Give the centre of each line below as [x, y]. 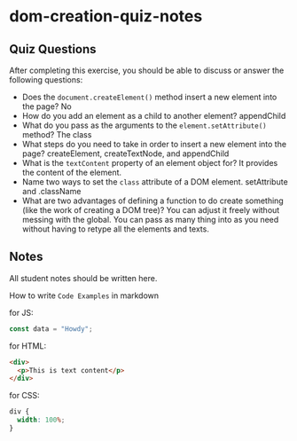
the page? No [47, 106]
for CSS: [24, 396]
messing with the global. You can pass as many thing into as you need [150, 220]
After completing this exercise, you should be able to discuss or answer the [147, 70]
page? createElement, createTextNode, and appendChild [125, 154]
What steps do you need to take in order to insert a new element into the [154, 144]
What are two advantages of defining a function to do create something [152, 201]
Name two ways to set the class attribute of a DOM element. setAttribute [155, 182]
